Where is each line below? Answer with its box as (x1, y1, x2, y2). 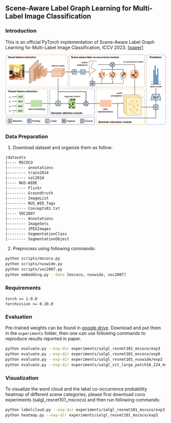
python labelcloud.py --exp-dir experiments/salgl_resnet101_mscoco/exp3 (5, 407, 165, 412)
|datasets (5, 155, 26, 160)
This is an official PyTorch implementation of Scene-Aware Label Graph (5, 39, 155, 45)
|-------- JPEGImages (5, 226, 51, 231)
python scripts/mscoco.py (5, 256, 60, 261)
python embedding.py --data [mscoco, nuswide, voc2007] (5, 272, 126, 277)
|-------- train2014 (5, 170, 49, 175)
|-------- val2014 (5, 175, 44, 180)
